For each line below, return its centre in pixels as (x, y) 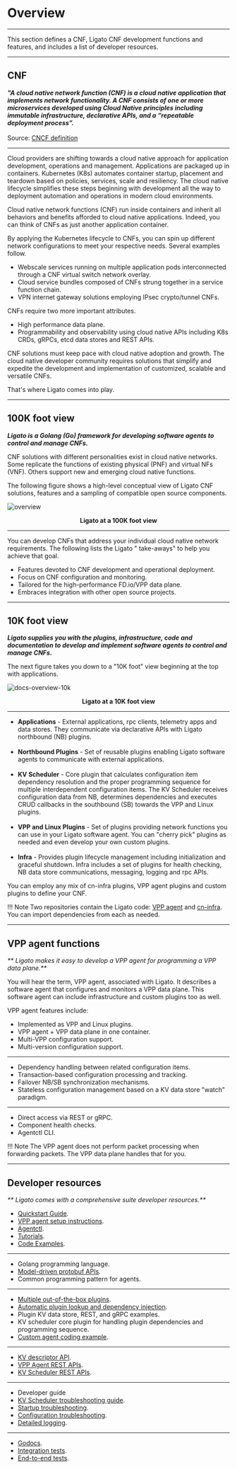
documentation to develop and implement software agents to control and (117, 645)
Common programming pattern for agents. (79, 1279)
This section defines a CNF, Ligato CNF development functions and (105, 39)
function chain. (39, 289)
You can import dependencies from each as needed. (84, 915)
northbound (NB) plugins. (54, 737)
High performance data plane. (61, 324)
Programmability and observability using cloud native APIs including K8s (123, 332)
